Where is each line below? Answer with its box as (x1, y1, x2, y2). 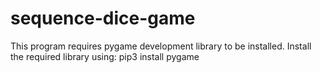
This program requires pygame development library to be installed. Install (10, 40, 312, 52)
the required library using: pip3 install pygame (10, 50, 200, 62)
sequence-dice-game (10, 7, 196, 30)
